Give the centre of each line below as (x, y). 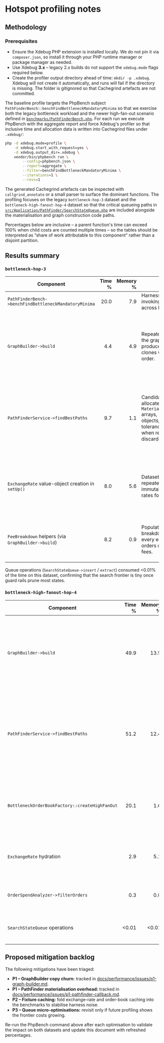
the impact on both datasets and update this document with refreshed (75, 1030)
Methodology (26, 27)
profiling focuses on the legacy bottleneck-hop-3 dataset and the (71, 199)
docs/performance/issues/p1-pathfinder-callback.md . (66, 994)
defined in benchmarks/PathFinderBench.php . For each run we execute (75, 118)
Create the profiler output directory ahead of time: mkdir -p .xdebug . (81, 78)
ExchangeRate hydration (34, 856)
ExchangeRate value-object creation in (51, 484)
